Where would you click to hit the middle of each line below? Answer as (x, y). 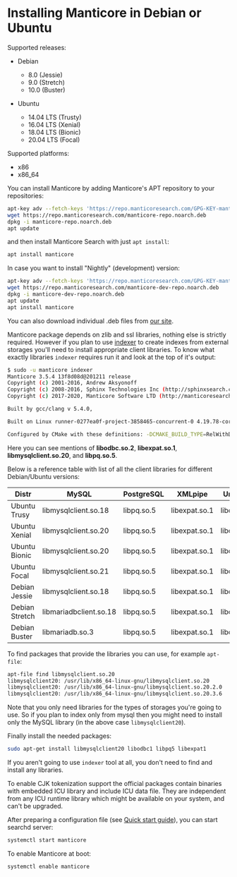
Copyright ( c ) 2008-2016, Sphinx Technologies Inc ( (86, 389)
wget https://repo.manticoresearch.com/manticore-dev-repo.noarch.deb (113, 288)
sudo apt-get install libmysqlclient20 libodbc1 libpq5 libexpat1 (107, 749)
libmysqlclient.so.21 (75, 571)
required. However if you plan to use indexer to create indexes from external (118, 342)
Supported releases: (37, 47)
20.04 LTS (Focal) (54, 140)
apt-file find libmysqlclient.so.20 (61, 674)
